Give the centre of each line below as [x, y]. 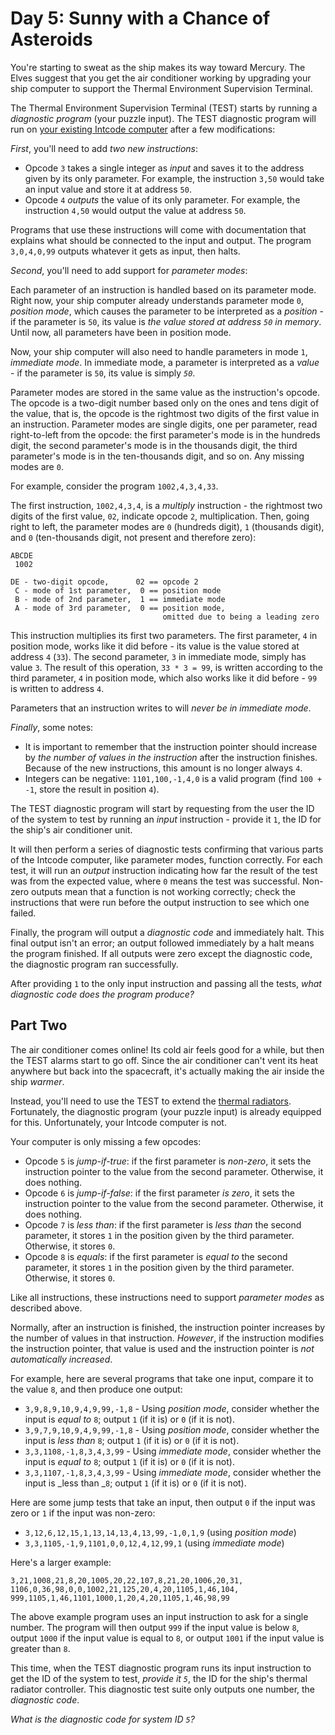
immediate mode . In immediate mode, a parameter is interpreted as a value [165, 362]
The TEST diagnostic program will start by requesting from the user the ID [162, 808]
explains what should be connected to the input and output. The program [161, 240]
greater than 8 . [40, 1648]
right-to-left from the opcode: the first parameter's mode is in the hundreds [165, 434]
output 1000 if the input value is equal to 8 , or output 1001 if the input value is [167, 1638]
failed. [23, 913]
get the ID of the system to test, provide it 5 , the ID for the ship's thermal [159, 1678]
